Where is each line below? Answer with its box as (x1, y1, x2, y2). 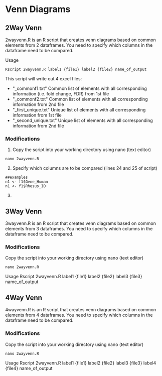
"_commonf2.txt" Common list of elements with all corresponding (12, 96, 148, 102)
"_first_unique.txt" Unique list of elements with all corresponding (12, 107, 146, 112)
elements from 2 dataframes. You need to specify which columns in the (5, 42, 153, 48)
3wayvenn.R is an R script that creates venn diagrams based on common (5, 220, 156, 226)
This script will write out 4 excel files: (5, 76, 82, 81)
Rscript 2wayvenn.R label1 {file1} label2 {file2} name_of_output (5, 67, 147, 72)
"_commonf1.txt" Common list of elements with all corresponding (12, 85, 147, 91)
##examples (5, 175, 28, 180)
